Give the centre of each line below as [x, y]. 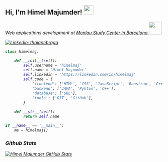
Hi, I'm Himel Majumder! [44, 12]
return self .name [41, 117]
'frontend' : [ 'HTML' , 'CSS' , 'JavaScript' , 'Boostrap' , [92, 84]
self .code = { [38, 79]
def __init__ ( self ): [36, 61]
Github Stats [21, 143]
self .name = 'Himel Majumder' [55, 70]
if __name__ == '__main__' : [35, 126]
